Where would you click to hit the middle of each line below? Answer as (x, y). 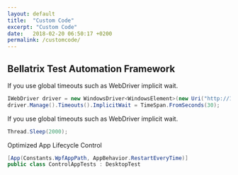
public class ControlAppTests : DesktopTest (74, 164)
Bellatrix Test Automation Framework (91, 69)
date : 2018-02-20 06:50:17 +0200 (60, 34)
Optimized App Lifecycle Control (55, 145)
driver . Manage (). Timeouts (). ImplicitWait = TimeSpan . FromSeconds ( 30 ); (114, 105)
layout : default (31, 14)
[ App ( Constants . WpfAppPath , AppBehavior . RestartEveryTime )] (98, 158)
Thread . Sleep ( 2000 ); (38, 131)
